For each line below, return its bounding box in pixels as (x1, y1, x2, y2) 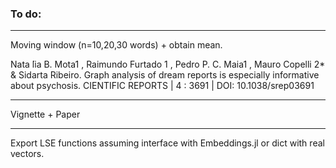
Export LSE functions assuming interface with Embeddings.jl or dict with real (10, 137, 325, 149)
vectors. (10, 148, 45, 160)
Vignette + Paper (10, 108, 81, 121)
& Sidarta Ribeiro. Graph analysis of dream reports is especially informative (10, 69, 320, 81)
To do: (10, 7, 42, 21)
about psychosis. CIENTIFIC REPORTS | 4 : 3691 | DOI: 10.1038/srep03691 (10, 80, 315, 92)
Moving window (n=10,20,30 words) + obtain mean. (10, 39, 223, 51)
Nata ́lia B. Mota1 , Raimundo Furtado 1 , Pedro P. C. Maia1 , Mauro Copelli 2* (10, 58, 326, 71)
